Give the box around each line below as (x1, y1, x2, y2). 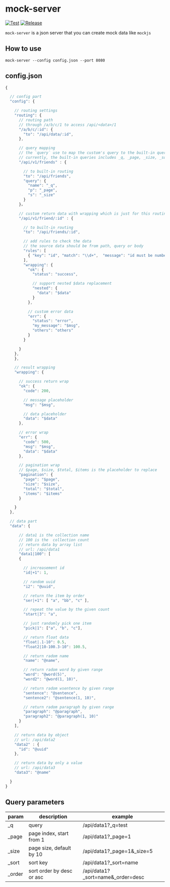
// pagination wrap (18, 463, 60, 468)
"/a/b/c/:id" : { (18, 127, 53, 132)
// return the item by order (23, 593, 85, 598)
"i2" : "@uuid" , (23, 584, 56, 589)
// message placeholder (23, 397, 73, 402)
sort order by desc (28, 867, 72, 874)
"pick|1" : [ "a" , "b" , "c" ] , (23, 626, 82, 631)
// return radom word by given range (23, 667, 103, 672)
